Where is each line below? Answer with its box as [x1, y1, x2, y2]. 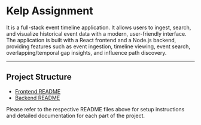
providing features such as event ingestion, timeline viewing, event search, [6, 43, 190, 50]
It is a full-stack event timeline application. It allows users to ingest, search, [6, 24, 191, 31]
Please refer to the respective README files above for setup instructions [6, 105, 185, 112]
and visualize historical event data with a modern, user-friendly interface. [6, 30, 187, 37]
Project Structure [6, 72, 72, 82]
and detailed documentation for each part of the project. [6, 112, 145, 119]
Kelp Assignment [6, 4, 94, 18]
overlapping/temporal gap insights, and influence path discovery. [6, 49, 167, 56]
